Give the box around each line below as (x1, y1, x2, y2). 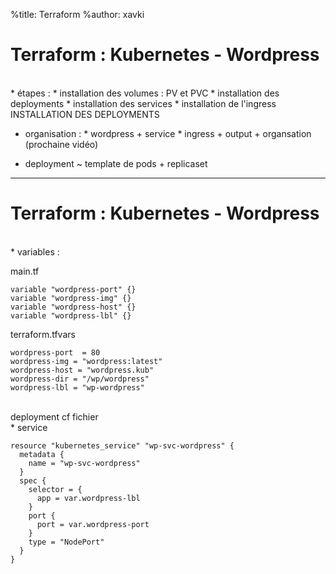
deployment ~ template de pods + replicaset (24, 157, 208, 169)
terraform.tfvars (10, 328, 76, 340)
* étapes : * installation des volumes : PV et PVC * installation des (10, 87, 280, 99)
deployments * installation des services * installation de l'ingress (10, 97, 277, 109)
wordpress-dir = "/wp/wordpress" (10, 374, 150, 384)
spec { (19, 475, 47, 486)
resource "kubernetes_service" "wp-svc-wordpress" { (10, 440, 235, 451)
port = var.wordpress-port (36, 519, 150, 529)
